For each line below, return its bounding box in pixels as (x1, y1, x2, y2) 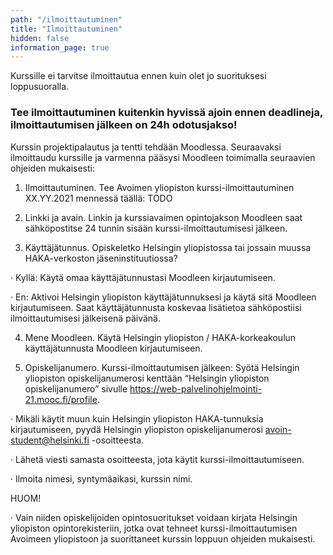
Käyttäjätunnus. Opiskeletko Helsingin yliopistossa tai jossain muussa (24, 241, 312, 253)
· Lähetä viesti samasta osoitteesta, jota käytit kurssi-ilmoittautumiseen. (10, 453, 305, 465)
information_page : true (10, 42, 110, 53)
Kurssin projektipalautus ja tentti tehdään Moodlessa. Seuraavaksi (10, 141, 282, 153)
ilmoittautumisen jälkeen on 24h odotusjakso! (10, 118, 238, 132)
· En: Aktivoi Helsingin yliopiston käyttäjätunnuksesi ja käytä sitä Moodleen (10, 291, 317, 303)
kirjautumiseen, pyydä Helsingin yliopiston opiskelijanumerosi (10, 423, 263, 435)
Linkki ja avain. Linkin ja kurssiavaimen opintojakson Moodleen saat (24, 211, 303, 223)
